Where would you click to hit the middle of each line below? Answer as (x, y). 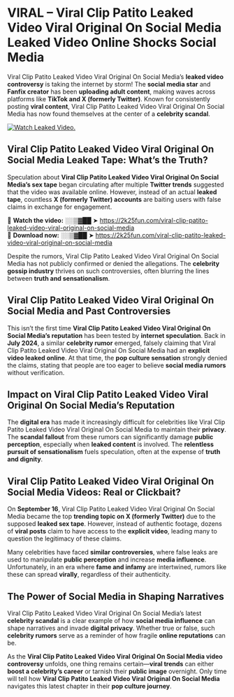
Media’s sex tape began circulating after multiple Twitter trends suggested (116, 184)
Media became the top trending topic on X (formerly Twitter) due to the (111, 516)
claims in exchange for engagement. (60, 207)
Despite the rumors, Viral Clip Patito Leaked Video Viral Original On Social (113, 256)
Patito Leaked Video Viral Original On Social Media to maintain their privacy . (117, 430)
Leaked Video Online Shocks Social (112, 43)
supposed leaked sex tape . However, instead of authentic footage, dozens (115, 524)
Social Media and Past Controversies (89, 311)
